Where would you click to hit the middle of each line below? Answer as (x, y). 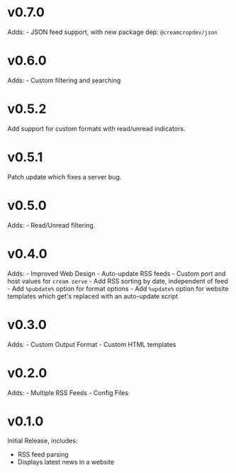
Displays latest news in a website (66, 462)
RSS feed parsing (43, 455)
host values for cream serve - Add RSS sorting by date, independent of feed (118, 281)
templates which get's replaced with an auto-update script (93, 296)
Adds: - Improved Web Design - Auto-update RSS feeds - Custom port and (117, 273)
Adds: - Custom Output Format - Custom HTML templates (92, 344)
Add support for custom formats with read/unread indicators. (96, 128)
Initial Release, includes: (43, 441)
